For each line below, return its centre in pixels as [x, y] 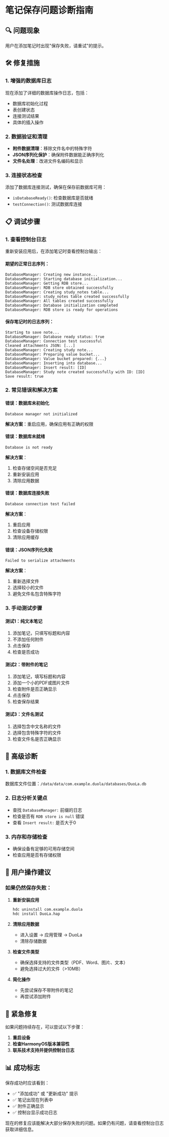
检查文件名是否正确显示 [37, 739]
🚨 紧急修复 [21, 1014]
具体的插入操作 [28, 122]
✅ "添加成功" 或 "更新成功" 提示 [45, 1093]
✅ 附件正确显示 [28, 1106]
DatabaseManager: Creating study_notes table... [57, 292]
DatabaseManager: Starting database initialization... [64, 279]
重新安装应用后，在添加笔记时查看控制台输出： [54, 251]
